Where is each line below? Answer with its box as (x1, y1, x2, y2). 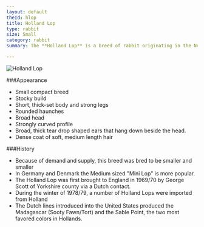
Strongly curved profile (15, 120, 73, 127)
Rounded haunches (15, 107, 64, 115)
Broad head (15, 113, 44, 121)
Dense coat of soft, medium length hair (15, 133, 114, 140)
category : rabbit (6, 37, 50, 43)
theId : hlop (6, 15, 36, 21)
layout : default (6, 8, 47, 15)
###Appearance (6, 76, 47, 84)
